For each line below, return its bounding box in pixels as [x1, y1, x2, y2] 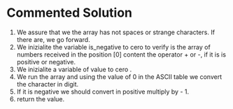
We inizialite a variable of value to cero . [16, 65, 132, 73]
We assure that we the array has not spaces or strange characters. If [16, 28, 215, 36]
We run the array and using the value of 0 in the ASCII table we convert [16, 72, 222, 81]
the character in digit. [16, 80, 78, 88]
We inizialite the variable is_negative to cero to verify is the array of [16, 43, 211, 51]
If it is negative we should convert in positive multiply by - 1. [16, 87, 190, 96]
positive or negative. [16, 57, 76, 66]
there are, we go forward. [16, 35, 90, 43]
